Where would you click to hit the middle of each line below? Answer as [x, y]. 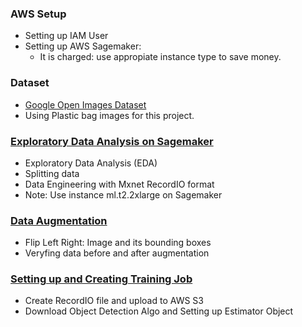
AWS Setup [38, 14]
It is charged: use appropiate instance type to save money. [160, 57]
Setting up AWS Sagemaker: [83, 46]
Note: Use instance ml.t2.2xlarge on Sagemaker [123, 194]
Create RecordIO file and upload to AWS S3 [114, 301]
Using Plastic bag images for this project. [109, 115]
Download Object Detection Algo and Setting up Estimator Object [159, 311]
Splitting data [52, 173]
